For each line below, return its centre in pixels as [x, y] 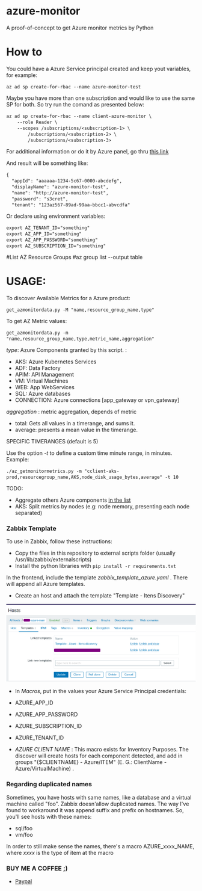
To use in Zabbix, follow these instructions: [59, 541]
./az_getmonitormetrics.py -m [44, 471]
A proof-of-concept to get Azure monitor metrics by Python [80, 28]
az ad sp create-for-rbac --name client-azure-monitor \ [79, 116]
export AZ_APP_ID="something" [44, 234]
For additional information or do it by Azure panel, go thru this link [87, 151]
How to [24, 52]
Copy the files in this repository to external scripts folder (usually [95, 553]
